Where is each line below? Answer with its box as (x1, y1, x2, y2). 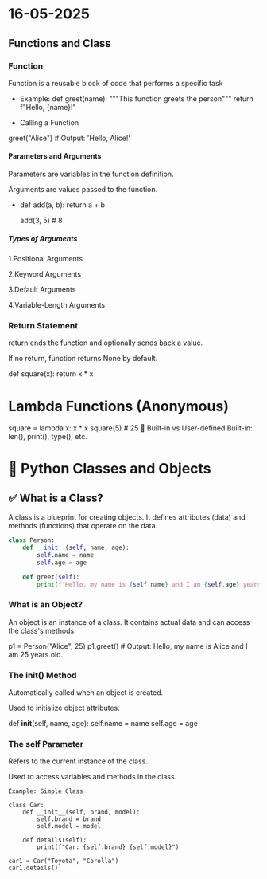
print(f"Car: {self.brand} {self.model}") (37, 843, 180, 851)
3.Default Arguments (8, 284, 76, 295)
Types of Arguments (8, 233, 78, 243)
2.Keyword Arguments (8, 269, 82, 279)
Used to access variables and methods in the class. (8, 772, 177, 782)
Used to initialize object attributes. (8, 703, 121, 713)
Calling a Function (19, 117, 79, 128)
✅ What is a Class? (8, 491, 103, 504)
